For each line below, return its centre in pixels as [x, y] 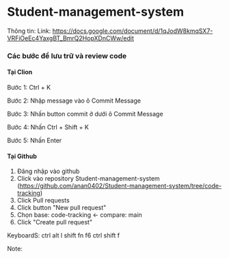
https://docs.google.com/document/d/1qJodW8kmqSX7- [133, 31]
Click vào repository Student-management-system [89, 179]
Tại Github [22, 156]
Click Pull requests [43, 201]
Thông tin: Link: [29, 31]
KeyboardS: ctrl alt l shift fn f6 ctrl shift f [64, 235]
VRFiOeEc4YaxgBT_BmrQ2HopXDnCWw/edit [71, 38]
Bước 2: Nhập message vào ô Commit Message [74, 101]
